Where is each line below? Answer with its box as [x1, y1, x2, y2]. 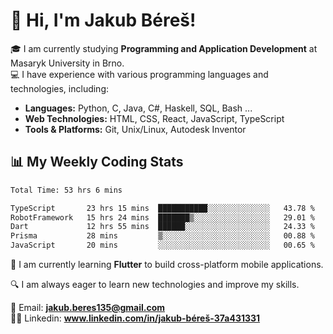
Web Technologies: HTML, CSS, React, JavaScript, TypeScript [24, 112, 285, 124]
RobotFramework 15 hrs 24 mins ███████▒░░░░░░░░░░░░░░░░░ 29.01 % [10, 212, 315, 223]
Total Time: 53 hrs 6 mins [10, 185, 123, 195]
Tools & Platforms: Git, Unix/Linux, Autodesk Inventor [24, 123, 247, 135]
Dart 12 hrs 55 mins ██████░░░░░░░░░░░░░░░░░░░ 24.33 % [10, 222, 315, 232]
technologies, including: [10, 82, 110, 94]
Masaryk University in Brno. [10, 57, 125, 69]
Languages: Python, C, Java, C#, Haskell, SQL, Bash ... [24, 102, 253, 114]
